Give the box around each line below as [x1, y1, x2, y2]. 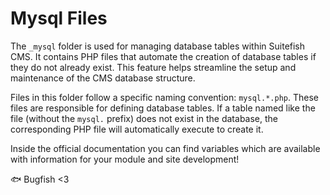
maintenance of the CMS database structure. [10, 72, 196, 84]
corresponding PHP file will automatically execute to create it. [10, 123, 264, 135]
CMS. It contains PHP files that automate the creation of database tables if [10, 50, 317, 62]
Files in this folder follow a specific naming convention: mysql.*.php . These [10, 91, 319, 103]
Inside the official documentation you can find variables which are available [10, 142, 321, 154]
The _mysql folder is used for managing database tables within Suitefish [10, 40, 306, 52]
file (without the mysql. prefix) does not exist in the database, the [10, 112, 278, 124]
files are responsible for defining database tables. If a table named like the [10, 102, 316, 114]
